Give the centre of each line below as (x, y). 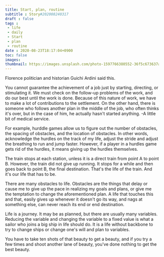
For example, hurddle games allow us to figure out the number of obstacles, (81, 128)
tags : (12, 23)
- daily (15, 32)
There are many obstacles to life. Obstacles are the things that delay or (76, 184)
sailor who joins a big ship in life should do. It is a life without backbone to (79, 224)
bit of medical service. (28, 119)
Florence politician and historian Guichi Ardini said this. (60, 78)
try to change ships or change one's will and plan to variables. (68, 230)
